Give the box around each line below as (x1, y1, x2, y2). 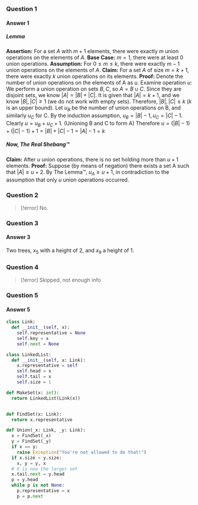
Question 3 (6, 219, 38, 227)
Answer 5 (6, 306, 31, 313)
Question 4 (6, 263, 39, 271)
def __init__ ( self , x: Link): (11, 357, 86, 363)
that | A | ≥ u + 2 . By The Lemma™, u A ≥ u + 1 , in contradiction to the (6, 168, 170, 177)
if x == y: (11, 444, 38, 450)
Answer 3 (6, 234, 31, 241)
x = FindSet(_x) (11, 433, 51, 439)
